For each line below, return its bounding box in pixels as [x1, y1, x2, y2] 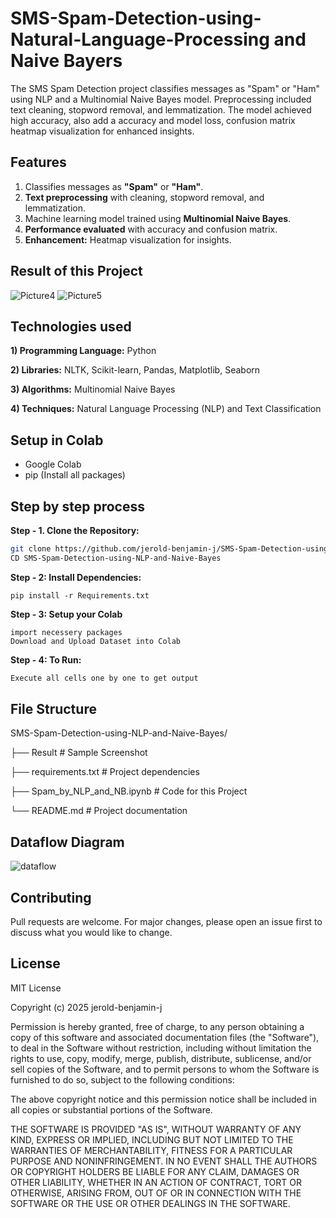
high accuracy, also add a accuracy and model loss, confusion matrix [10, 114, 296, 126]
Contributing [10, 889, 92, 906]
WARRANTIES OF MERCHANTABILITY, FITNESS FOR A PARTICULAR [10, 1144, 293, 1156]
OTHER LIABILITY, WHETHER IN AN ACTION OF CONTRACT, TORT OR [10, 1176, 302, 1188]
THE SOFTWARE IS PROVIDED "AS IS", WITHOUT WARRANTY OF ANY [10, 1123, 302, 1135]
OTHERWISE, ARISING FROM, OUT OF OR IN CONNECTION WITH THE [10, 1187, 302, 1199]
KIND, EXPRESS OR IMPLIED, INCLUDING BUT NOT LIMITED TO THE [10, 1133, 294, 1146]
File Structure [10, 701, 97, 718]
